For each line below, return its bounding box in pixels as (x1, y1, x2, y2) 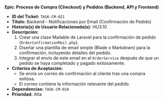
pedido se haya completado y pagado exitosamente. (19, 61, 126, 66)
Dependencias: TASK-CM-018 (11, 86, 69, 92)
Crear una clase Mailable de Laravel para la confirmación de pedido (19, 34, 156, 40)
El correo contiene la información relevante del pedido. (19, 81, 131, 87)
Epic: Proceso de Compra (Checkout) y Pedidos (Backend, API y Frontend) (4, 4, 159, 10)
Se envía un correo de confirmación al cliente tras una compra (19, 71, 146, 76)
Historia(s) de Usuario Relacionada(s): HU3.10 (11, 24, 107, 30)
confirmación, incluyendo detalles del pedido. (19, 50, 112, 56)
